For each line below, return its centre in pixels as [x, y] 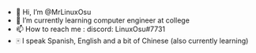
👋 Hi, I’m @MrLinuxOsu [53, 12]
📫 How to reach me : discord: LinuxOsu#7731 [90, 29]
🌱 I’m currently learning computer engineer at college [102, 20]
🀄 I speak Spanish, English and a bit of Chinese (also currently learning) [132, 41]
